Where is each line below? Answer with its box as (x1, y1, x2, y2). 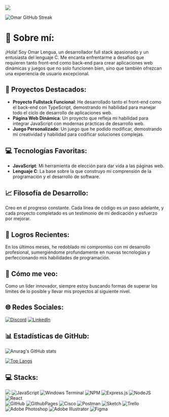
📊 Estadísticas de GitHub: (5, 332, 90, 341)
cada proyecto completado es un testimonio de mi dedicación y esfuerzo (5, 210, 158, 216)
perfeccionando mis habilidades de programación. (5, 255, 110, 261)
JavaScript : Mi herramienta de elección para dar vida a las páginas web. (12, 163, 164, 169)
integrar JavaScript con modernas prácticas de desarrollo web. (12, 120, 145, 127)
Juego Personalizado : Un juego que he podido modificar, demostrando (12, 126, 162, 132)
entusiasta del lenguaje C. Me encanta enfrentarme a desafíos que (5, 54, 144, 61)
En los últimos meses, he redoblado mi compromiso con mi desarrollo (5, 244, 151, 250)
